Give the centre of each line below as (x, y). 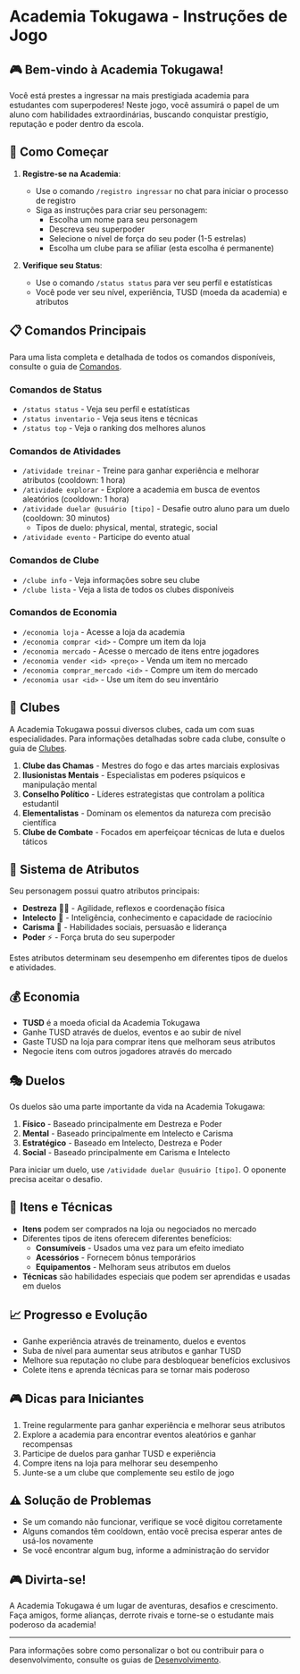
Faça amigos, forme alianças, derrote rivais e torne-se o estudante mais (142, 1615)
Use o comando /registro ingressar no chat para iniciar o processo (162, 190)
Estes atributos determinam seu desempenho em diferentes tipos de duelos (149, 958)
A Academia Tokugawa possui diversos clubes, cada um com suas (132, 729)
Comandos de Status (56, 389)
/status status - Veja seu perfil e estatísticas (106, 409)
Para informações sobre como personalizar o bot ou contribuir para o (137, 1651)
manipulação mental (59, 784)
